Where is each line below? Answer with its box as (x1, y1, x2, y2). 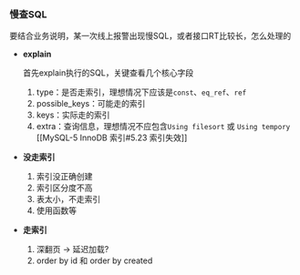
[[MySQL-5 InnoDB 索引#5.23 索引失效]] (36, 132, 188, 143)
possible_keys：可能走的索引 (36, 98, 146, 109)
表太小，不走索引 (36, 194, 101, 205)
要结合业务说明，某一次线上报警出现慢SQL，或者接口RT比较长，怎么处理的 (9, 30, 292, 42)
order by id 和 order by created (36, 255, 153, 266)
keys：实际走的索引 (36, 109, 111, 120)
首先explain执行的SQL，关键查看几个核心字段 (22, 67, 194, 78)
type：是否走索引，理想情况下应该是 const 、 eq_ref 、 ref (36, 87, 247, 97)
